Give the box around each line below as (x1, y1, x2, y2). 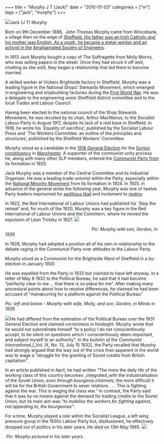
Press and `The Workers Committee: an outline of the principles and (5, 130, 142, 136)
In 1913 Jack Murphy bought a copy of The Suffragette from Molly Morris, (5, 54, 153, 60)
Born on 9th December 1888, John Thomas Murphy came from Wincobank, (5, 29, 158, 35)
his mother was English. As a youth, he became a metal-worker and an (5, 39, 147, 45)
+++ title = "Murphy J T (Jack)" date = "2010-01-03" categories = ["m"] (5, 4, 150, 10)
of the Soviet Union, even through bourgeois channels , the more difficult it (5, 377, 154, 383)
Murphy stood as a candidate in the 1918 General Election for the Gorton (5, 145, 150, 151)
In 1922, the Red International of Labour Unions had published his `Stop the (5, 200, 156, 206)
